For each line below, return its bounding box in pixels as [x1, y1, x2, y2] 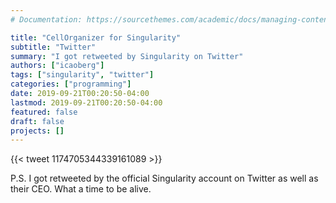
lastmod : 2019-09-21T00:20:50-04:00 [10, 97, 163, 108]
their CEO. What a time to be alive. [10, 183, 152, 195]
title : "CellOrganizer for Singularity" [10, 32, 182, 43]
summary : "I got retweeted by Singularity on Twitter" [10, 51, 244, 61]
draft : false [10, 116, 65, 126]
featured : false [10, 107, 78, 117]
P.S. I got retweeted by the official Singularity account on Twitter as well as [10, 172, 319, 185]
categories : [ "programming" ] [10, 79, 132, 90]
